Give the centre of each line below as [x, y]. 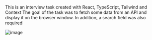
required [14, 23]
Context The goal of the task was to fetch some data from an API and [76, 12]
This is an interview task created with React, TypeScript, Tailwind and [76, 7]
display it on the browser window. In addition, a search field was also [76, 18]
